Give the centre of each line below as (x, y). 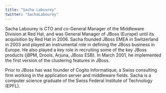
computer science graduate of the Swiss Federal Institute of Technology (79, 81)
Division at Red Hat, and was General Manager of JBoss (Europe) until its (80, 34)
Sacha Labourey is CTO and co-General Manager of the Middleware (75, 28)
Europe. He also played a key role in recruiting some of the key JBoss (76, 50)
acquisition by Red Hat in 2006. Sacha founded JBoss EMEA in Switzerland (82, 39)
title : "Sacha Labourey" (31, 10)
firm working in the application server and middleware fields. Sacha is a (78, 75)
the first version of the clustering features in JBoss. (57, 60)
